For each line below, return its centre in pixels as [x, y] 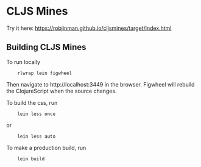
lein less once [37, 114]
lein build [31, 159]
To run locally [23, 62]
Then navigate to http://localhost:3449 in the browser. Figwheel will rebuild [100, 84]
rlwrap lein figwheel [44, 73]
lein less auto [37, 136]
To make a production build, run [46, 147]
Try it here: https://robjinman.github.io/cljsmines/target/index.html [89, 28]
